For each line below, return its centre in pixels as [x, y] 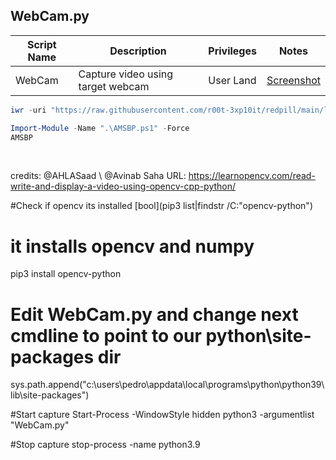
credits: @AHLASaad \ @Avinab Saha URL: [98, 176]
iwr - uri [28, 110]
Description [138, 51]
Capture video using [126, 74]
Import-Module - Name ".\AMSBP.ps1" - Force [100, 128]
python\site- [258, 335]
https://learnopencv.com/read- [252, 176]
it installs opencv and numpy [132, 246]
